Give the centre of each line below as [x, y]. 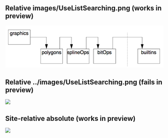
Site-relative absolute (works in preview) [70, 118]
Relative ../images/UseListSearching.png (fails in [84, 82]
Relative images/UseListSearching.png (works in [83, 8]
